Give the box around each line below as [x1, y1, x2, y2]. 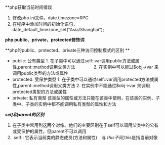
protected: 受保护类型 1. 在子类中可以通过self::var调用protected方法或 [12, 76, 155, 82]
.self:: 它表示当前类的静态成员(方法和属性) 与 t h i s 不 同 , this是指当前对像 [12, 135, 158, 140]
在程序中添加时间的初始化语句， [12, 21, 78, 27]
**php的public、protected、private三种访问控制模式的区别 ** [5, 48, 130, 53]
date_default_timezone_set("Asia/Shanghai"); [12, 27, 104, 32]
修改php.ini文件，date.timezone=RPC [12, 15, 89, 21]
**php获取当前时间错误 [5, 4, 52, 10]
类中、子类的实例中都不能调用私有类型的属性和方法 [12, 101, 117, 107]
